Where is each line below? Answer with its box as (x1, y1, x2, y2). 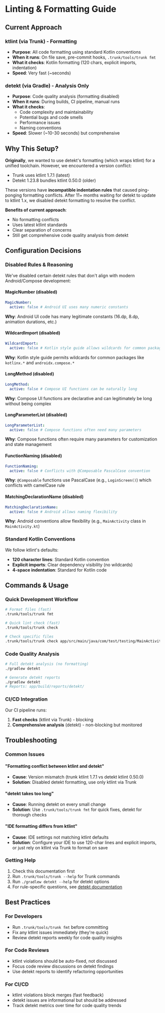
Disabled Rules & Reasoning (5, 261, 73, 268)
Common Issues (5, 750, 45, 757)
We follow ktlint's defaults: (5, 547, 59, 553)
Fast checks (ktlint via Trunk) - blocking (12, 716, 94, 722)
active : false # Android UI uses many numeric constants (9, 304, 129, 309)
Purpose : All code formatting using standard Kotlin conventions (12, 49, 141, 55)
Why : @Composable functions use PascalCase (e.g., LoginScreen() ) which (5, 477, 151, 483)
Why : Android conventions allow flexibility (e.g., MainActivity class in (5, 518, 146, 524)
